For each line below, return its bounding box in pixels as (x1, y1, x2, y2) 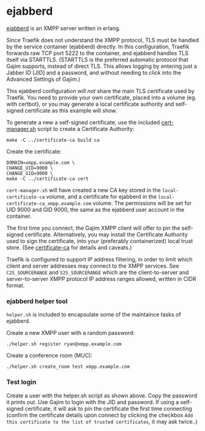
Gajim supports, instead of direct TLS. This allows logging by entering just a (6, 62, 197, 70)
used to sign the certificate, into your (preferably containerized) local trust (6, 237, 193, 244)
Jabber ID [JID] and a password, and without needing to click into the (6, 69, 182, 76)
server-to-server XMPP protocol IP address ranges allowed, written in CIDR (6, 275, 196, 282)
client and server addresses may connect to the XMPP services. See (6, 262, 179, 269)
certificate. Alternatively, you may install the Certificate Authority (24, 231, 188, 238)
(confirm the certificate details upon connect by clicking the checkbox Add (6, 411, 193, 419)
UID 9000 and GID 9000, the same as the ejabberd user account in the (6, 206, 185, 213)
